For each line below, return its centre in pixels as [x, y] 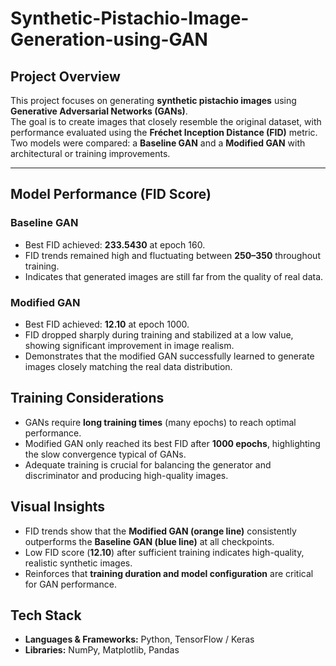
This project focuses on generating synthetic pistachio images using [153, 100]
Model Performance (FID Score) [111, 194]
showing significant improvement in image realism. [129, 345]
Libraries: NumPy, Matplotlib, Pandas [102, 650]
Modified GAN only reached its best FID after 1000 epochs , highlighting [172, 443]
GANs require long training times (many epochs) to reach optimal [160, 422]
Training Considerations [87, 398]
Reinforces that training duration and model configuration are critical [169, 573]
